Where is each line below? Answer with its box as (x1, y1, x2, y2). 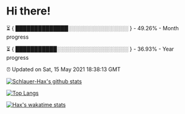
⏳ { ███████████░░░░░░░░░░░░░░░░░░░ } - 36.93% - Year (6, 45, 174, 52)
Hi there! (6, 4, 51, 18)
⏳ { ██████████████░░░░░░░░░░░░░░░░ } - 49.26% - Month (6, 24, 179, 31)
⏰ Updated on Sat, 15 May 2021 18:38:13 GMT (6, 65, 121, 73)
